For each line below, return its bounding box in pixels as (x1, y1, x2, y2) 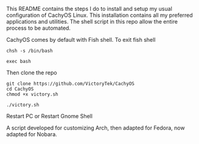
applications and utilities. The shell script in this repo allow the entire (6, 18, 178, 25)
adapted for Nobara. (6, 131, 58, 138)
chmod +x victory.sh (6, 91, 59, 97)
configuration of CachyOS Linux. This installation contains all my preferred (6, 11, 193, 19)
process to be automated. (6, 24, 71, 31)
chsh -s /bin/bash (6, 48, 53, 54)
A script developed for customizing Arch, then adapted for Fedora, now (6, 124, 185, 131)
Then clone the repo (6, 69, 57, 76)
